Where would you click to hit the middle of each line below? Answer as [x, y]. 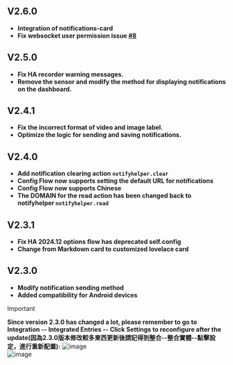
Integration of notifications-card [65, 28]
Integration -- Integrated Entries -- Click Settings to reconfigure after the [114, 329]
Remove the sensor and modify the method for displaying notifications [121, 81]
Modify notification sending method [70, 287]
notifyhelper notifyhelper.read [63, 203]
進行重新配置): [40, 346]
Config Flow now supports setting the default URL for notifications [115, 181]
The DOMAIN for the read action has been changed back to [104, 196]
